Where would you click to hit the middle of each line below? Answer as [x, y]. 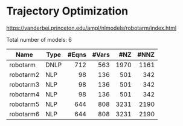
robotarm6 [24, 114]
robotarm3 [24, 84]
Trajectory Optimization [67, 11]
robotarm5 [24, 104]
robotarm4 [24, 94]
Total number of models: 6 [39, 39]
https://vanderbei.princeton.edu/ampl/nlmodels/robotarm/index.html [91, 28]
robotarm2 [24, 75]
